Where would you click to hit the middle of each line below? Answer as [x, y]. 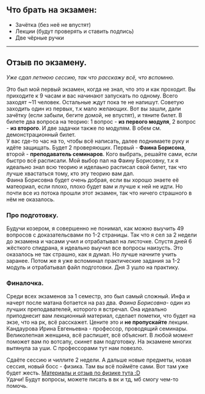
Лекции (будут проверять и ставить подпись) [74, 31]
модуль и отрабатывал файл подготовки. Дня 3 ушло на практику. [93, 267]
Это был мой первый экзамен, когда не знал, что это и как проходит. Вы [101, 89]
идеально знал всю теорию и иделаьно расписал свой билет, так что [97, 167]
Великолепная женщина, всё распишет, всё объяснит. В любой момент [100, 335]
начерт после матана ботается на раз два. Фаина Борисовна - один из [98, 303]
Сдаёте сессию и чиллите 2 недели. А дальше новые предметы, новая [99, 360]
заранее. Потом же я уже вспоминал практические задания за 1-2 [93, 260]
